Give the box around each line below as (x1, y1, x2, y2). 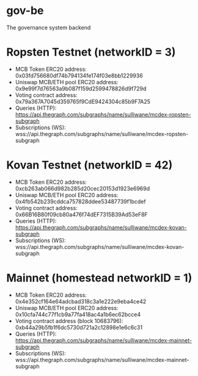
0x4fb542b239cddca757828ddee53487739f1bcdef (15, 198, 146, 205)
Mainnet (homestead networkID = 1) (6, 271, 193, 284)
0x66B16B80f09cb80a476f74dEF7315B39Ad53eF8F (15, 211, 148, 218)
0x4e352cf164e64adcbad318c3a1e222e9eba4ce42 (15, 297, 147, 305)
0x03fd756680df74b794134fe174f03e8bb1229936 (15, 71, 144, 79)
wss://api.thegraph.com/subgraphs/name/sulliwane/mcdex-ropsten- (15, 130, 188, 137)
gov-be (6, 4, 44, 18)
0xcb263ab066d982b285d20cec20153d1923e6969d (15, 184, 150, 192)
